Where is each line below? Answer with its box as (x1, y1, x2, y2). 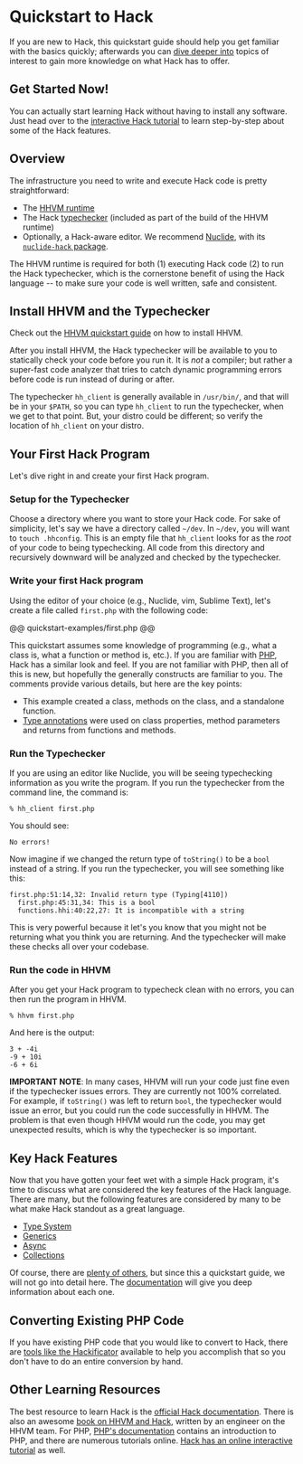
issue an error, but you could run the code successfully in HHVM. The (9, 1105, 270, 1116)
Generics (22, 1231, 57, 1242)
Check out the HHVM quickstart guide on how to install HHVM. (9, 327, 243, 338)
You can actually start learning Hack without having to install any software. (9, 106, 288, 117)
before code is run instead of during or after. (9, 373, 175, 385)
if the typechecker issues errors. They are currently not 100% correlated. (9, 1086, 282, 1097)
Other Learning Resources (9, 1382, 161, 1398)
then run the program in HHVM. (9, 994, 127, 1005)
